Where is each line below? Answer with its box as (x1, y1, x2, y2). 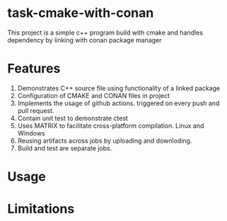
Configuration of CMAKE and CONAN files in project (17, 91, 170, 100)
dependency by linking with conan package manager (7, 35, 162, 44)
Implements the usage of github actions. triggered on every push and (17, 99, 220, 107)
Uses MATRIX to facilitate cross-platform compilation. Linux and (17, 121, 204, 130)
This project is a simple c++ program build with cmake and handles (7, 28, 204, 37)
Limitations (7, 201, 75, 217)
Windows (17, 129, 45, 137)
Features (7, 61, 61, 77)
